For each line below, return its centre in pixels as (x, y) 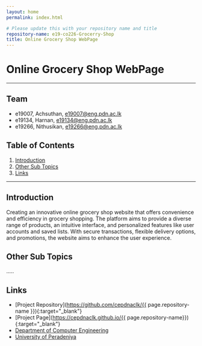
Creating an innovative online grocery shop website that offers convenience (100, 212)
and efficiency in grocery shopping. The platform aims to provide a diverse (99, 219)
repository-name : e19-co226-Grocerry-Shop (60, 34)
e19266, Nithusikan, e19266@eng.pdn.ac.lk (68, 126)
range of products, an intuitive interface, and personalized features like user (100, 225)
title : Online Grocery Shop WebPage (52, 40)
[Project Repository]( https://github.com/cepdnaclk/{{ (81, 305)
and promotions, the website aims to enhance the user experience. (89, 238)
